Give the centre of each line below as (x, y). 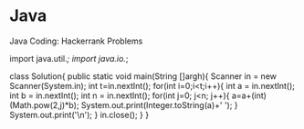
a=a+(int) (249, 95)
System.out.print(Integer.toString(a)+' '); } (160, 104)
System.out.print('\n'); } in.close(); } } (79, 114)
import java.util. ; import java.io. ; (69, 58)
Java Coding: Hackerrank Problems (76, 41)
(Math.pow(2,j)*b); (44, 104)
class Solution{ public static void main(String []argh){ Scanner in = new (143, 76)
